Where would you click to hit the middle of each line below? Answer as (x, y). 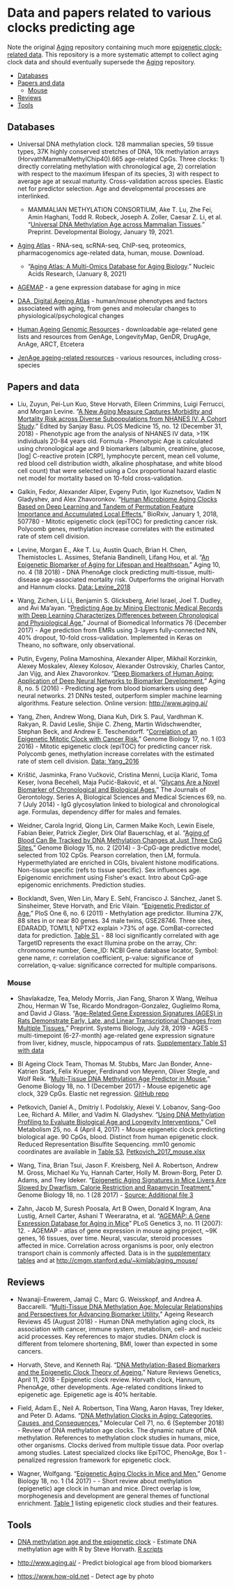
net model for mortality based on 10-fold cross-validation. (100, 478)
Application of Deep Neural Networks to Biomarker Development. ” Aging (121, 681)
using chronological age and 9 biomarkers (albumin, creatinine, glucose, (121, 448)
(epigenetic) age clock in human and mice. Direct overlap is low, (109, 1488)
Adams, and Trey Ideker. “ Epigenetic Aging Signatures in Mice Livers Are (122, 1180)
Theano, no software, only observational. (76, 645)
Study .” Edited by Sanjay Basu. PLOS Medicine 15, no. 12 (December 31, (120, 426)
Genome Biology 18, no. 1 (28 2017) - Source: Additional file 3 (105, 1195)
